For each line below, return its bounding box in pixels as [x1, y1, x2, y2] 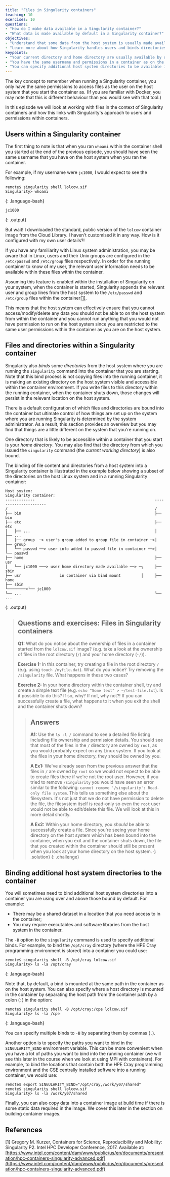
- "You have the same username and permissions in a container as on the [5, 60, 164, 65]
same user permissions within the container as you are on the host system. [5, 326, 162, 332]
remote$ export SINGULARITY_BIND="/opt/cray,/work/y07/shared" [5, 1082, 142, 1087]
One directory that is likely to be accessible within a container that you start [5, 436, 163, 443]
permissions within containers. [5, 115, 69, 121]
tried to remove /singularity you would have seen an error [30, 779, 154, 785]
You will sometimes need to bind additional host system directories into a [5, 890, 158, 896]
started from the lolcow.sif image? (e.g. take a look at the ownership [17, 645, 163, 652]
